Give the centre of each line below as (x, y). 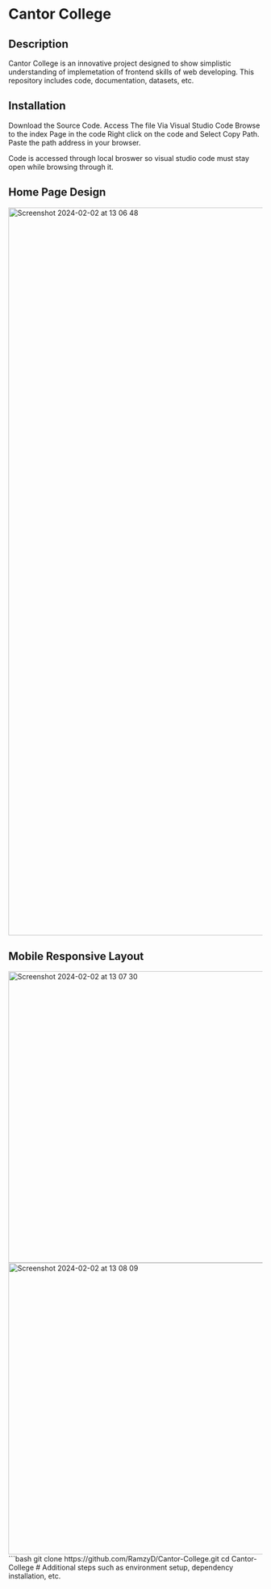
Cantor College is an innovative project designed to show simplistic (120, 63)
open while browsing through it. (61, 167)
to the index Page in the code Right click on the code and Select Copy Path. (134, 133)
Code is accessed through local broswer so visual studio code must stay (129, 158)
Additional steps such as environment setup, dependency (138, 1568)
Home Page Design (57, 192)
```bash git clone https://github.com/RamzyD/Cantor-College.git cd (119, 1559)
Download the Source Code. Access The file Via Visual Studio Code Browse (134, 125)
